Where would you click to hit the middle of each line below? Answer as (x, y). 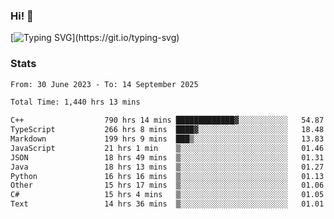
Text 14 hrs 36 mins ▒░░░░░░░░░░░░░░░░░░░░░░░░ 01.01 (167, 204)
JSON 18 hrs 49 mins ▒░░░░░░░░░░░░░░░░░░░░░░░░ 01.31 (167, 157)
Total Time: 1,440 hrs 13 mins (75, 102)
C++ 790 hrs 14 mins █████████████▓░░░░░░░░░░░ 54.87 (167, 120)
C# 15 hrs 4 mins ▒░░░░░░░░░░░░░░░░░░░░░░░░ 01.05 (167, 195)
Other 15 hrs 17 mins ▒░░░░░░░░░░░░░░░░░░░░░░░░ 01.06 (167, 185)
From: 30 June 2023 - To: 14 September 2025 (104, 84)
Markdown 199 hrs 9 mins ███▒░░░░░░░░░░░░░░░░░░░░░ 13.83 (167, 139)
